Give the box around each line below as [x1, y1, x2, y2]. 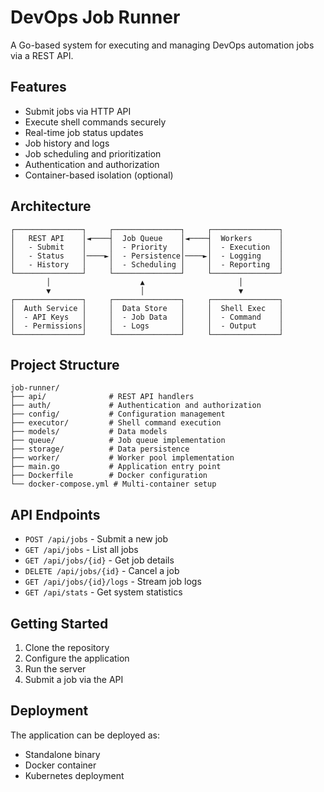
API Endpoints [10, 506, 101, 523]
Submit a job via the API [24, 674, 124, 685]
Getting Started [10, 615, 109, 632]
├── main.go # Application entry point [10, 462, 222, 472]
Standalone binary [24, 748, 101, 760]
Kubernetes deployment [24, 769, 125, 781]
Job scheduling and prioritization [24, 147, 162, 160]
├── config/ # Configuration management [10, 409, 226, 420]
